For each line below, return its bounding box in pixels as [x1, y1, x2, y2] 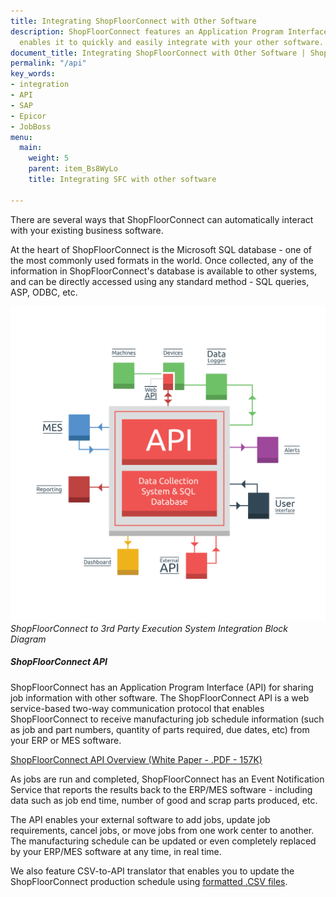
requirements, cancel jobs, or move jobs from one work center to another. [10, 824, 315, 836]
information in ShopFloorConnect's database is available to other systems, [10, 265, 318, 277]
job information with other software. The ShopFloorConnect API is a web [10, 691, 310, 704]
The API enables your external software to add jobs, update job [10, 813, 271, 825]
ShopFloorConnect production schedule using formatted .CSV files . [10, 875, 288, 887]
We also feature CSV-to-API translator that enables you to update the [10, 865, 295, 877]
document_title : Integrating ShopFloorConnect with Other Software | [10, 48, 307, 58]
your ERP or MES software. [10, 734, 122, 746]
